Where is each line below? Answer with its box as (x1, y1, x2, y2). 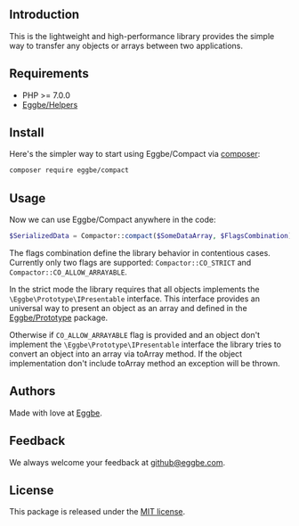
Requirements (9, 66, 89, 81)
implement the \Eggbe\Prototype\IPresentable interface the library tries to (9, 339, 282, 349)
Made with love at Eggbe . (9, 407, 102, 418)
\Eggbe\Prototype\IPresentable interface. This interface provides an (9, 293, 261, 304)
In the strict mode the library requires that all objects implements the (9, 284, 260, 294)
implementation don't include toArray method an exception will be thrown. (9, 358, 280, 368)
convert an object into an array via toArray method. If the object (9, 349, 243, 359)
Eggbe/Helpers (21, 99, 78, 110)
